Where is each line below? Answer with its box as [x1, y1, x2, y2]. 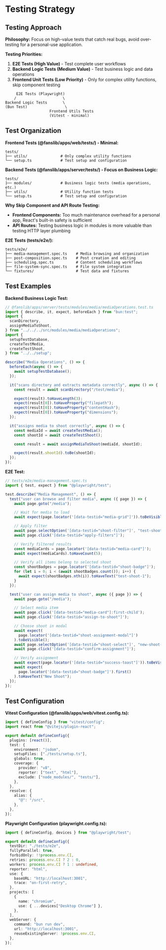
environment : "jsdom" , [14, 747, 61, 752]
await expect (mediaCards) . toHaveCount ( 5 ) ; [14, 551, 103, 556]
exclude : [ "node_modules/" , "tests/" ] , [18, 775, 100, 780]
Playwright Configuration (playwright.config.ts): [5, 820, 107, 826]
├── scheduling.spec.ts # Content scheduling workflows [5, 260, 142, 265]
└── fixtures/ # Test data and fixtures [5, 269, 129, 274]
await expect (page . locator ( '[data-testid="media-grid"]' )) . [14, 514, 140, 520]
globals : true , [14, 756, 45, 761]
